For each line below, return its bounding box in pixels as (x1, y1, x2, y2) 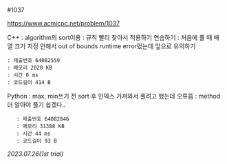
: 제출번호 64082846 (16, 116, 69, 123)
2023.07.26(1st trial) (7, 150, 64, 158)
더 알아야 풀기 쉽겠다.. (7, 101, 66, 109)
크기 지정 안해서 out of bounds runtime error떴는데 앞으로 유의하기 (14, 42, 196, 50)
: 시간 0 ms (7, 72, 39, 79)
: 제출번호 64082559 (7, 57, 61, 64)
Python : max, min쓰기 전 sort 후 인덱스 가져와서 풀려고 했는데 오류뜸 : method (7, 92, 221, 100)
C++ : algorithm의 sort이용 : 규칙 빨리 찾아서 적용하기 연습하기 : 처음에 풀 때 (7, 34, 213, 41)
